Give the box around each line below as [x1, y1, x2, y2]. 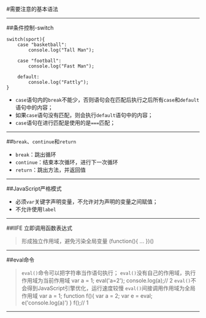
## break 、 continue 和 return [6, 138, 77, 145]
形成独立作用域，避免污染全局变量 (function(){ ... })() [21, 238, 154, 244]
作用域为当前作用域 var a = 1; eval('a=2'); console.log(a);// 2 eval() [21, 277, 191, 284]
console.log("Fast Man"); [28, 63, 95, 69]
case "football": [17, 58, 62, 64]
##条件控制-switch [6, 24, 54, 31]
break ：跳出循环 [15, 151, 56, 158]
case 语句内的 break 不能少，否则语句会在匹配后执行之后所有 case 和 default [15, 96, 199, 103]
